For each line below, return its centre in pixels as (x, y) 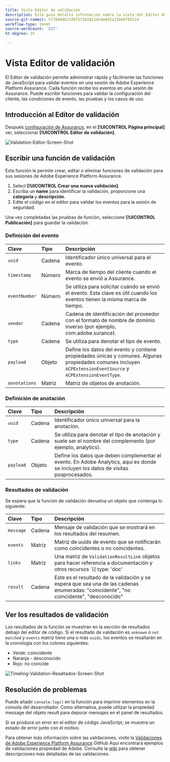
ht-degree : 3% (20, 34)
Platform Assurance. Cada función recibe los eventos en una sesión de (79, 88)
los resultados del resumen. (87, 534)
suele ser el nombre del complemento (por (105, 441)
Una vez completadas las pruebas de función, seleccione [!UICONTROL (80, 217)
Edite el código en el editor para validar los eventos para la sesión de (84, 202)
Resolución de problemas (46, 690)
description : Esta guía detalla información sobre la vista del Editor (82, 15)
